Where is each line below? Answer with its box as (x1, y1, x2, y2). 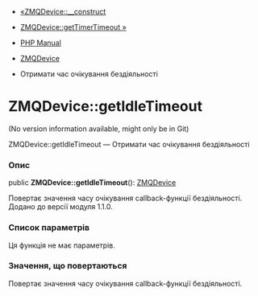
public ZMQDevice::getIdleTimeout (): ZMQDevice (8, 178, 177, 187)
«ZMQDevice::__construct (19, 7, 106, 16)
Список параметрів (8, 222, 90, 233)
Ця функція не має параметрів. (8, 240, 115, 250)
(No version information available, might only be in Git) (8, 124, 189, 134)
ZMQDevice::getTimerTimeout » (19, 23, 127, 31)
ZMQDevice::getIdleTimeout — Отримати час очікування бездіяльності (8, 139, 250, 149)
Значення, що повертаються (8, 261, 127, 272)
